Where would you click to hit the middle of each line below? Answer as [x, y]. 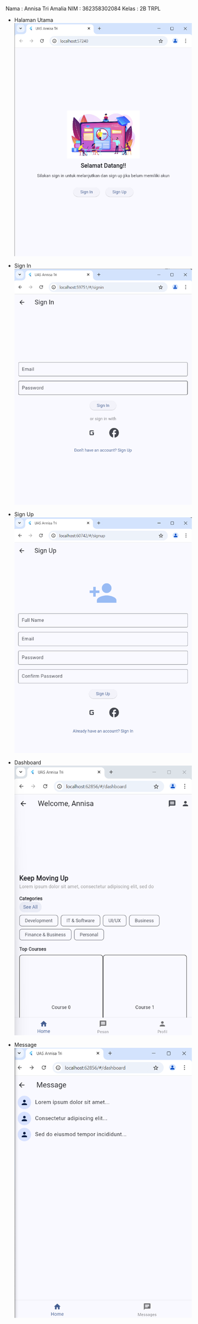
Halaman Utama [34, 20]
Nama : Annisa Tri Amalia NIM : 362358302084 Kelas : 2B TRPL [83, 9]
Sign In [22, 266]
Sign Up [24, 514]
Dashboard [28, 762]
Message [25, 1044]
